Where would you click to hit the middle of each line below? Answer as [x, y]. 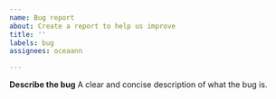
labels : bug [32, 43]
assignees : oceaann [46, 51]
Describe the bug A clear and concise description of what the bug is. [138, 85]
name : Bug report [42, 18]
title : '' [28, 34]
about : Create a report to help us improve [93, 26]
